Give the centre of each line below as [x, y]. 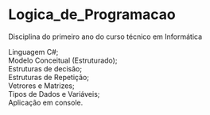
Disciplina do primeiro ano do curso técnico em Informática [105, 36]
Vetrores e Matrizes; [41, 86]
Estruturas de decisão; [45, 68]
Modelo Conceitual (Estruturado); [63, 60]
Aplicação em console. [46, 102]
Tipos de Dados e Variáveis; [54, 94]
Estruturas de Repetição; [49, 77]
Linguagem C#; [33, 52]
